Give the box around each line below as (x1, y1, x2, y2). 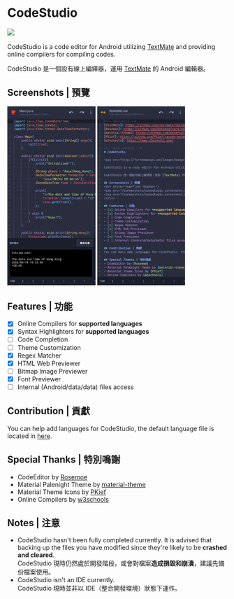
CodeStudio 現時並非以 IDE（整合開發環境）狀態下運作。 (17, 584, 182, 593)
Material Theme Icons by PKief (17, 488, 106, 496)
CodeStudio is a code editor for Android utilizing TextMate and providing (7, 42, 216, 50)
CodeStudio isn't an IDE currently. (17, 576, 115, 584)
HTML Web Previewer (17, 359, 81, 367)
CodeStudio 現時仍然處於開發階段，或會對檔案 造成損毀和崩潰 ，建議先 (17, 559, 219, 568)
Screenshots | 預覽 (7, 87, 90, 99)
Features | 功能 (7, 300, 73, 312)
